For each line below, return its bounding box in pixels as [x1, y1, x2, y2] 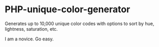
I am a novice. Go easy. [5, 36, 54, 42]
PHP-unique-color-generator [5, 4, 130, 15]
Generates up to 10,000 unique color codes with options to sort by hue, [5, 20, 154, 27]
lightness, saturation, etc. [5, 26, 58, 32]
